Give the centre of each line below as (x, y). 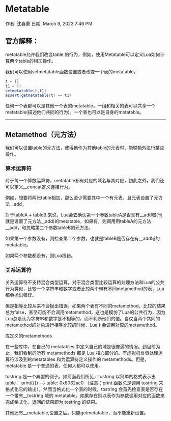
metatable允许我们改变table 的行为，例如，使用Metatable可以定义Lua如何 (83, 54)
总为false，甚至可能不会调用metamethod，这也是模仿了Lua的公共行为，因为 (85, 312)
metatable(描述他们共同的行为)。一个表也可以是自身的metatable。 (75, 112)
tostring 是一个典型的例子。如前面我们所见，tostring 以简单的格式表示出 (81, 376)
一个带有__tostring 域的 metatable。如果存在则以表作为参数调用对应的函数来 (85, 396)
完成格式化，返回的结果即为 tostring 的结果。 (53, 402)
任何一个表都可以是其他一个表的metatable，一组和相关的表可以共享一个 (80, 106)
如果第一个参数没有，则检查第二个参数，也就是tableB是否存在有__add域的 (83, 238)
